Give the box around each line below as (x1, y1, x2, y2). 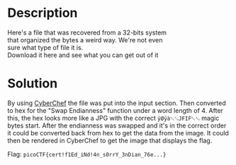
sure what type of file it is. (7, 43, 84, 51)
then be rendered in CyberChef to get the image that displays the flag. (7, 136, 213, 145)
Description (7, 5, 78, 21)
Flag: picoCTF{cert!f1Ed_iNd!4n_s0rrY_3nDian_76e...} (7, 149, 167, 158)
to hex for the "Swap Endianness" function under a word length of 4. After (7, 106, 223, 114)
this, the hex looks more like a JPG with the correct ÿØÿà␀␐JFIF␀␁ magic (7, 114, 220, 122)
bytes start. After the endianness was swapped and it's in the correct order (7, 121, 227, 130)
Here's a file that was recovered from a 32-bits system (7, 28, 167, 37)
